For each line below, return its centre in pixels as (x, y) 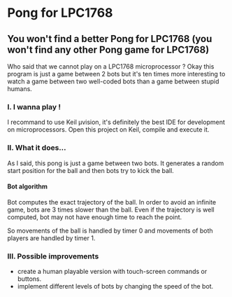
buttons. (29, 279)
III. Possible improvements (53, 256)
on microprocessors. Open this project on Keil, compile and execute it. (108, 130)
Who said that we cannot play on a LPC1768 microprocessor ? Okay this (111, 67)
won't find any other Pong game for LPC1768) (108, 49)
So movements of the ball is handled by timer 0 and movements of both (110, 230)
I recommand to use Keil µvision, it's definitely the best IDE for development (116, 122)
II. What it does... (37, 148)
